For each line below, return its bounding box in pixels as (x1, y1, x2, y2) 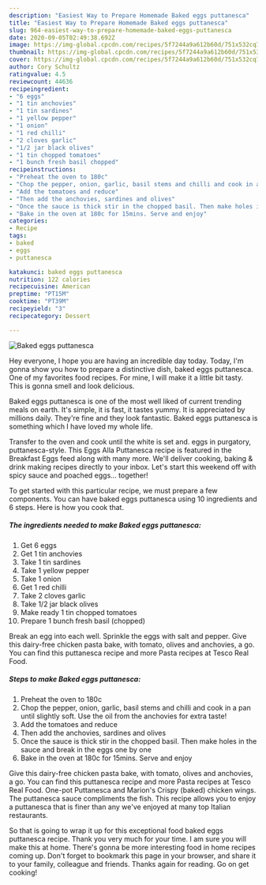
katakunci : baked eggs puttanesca (9, 268, 123, 276)
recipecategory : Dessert (9, 312, 91, 320)
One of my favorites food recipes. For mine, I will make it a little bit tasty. (9, 373, 244, 382)
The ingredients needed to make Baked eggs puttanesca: (9, 520, 202, 530)
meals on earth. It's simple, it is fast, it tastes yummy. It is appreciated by (9, 404, 245, 414)
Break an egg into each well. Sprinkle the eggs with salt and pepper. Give (9, 631, 247, 640)
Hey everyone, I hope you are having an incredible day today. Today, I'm (9, 356, 244, 366)
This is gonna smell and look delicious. (9, 381, 135, 391)
